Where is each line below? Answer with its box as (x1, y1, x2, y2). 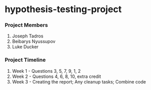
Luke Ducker (12, 44, 39, 50)
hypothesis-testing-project (5, 4, 122, 15)
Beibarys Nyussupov (12, 38, 56, 44)
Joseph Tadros (12, 33, 43, 39)
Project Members (5, 22, 48, 29)
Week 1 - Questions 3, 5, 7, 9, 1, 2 (12, 68, 81, 74)
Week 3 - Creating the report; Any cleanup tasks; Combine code (12, 78, 146, 84)
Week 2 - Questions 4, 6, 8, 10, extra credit (12, 73, 102, 79)
